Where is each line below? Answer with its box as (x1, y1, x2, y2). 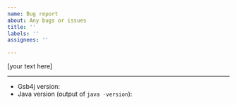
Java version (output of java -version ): (17, 89, 133, 99)
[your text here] (7, 62, 53, 70)
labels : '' (7, 30, 39, 37)
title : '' (7, 23, 37, 30)
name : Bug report (7, 10, 59, 18)
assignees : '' (7, 37, 49, 44)
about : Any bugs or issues (7, 17, 87, 24)
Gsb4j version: (17, 82, 61, 91)
